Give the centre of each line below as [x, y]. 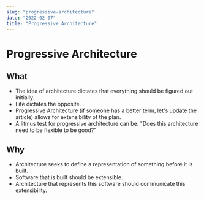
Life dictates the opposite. [48, 104]
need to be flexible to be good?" [56, 130]
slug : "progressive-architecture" [51, 12]
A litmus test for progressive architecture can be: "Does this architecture [107, 124]
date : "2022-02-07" [31, 18]
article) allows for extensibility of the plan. [68, 117]
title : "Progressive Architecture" [52, 23]
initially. [25, 98]
